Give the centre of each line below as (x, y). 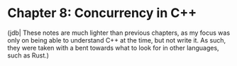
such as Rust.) (28, 55)
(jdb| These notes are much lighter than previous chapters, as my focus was (119, 33)
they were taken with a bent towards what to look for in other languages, (113, 48)
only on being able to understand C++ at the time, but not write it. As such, (117, 40)
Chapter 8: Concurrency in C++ (102, 13)
